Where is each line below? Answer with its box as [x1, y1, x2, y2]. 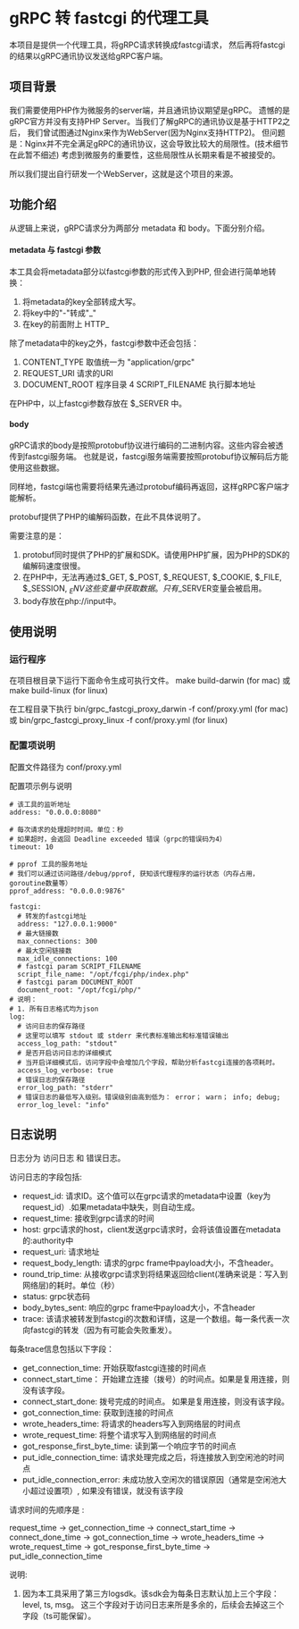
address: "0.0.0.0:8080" [9, 808, 102, 817]
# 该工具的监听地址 [9, 800, 71, 809]
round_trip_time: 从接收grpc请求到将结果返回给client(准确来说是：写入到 [21, 1268, 288, 1279]
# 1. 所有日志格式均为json [9, 1004, 99, 1013]
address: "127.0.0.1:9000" [17, 919, 118, 928]
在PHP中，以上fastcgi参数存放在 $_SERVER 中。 [9, 398, 187, 408]
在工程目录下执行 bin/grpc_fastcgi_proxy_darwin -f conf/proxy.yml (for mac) [9, 703, 288, 715]
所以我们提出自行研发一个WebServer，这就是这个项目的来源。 [9, 168, 238, 179]
